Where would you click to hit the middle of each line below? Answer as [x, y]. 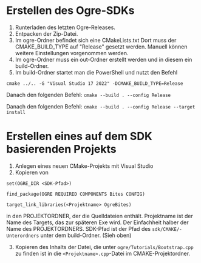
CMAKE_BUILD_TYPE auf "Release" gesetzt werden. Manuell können [101, 47]
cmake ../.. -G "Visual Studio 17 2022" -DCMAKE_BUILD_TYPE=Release [95, 83]
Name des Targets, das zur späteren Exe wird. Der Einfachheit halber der [97, 222]
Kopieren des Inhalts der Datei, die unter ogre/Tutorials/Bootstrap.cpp [104, 247]
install [16, 112]
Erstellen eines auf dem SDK [80, 136]
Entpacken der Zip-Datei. [46, 33]
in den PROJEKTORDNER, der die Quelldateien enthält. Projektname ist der [100, 216]
